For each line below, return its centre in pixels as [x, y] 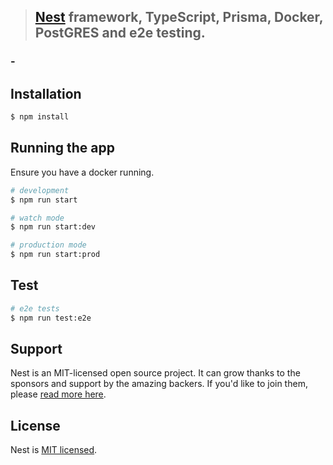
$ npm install [40, 117]
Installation [46, 93]
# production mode [48, 245]
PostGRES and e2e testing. [120, 33]
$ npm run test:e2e [51, 318]
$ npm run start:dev [53, 227]
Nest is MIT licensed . [54, 450]
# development [40, 190]
